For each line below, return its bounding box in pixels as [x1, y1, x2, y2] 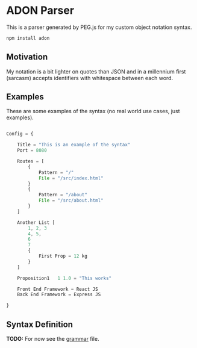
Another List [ [17, 219, 55, 226]
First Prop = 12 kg [38, 253, 87, 259]
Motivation [6, 52, 48, 62]
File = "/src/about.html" [38, 197, 104, 204]
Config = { [6, 131, 34, 137]
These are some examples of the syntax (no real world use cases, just [6, 108, 180, 115]
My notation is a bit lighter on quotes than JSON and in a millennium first [6, 67, 186, 75]
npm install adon [6, 35, 50, 41]
